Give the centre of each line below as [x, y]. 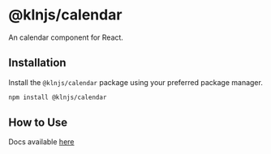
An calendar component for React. [66, 37]
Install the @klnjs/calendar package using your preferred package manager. [136, 82]
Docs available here [41, 142]
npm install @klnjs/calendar [58, 97]
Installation [37, 63]
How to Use [38, 123]
